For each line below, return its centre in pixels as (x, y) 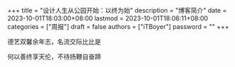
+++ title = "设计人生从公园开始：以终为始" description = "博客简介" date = (117, 10)
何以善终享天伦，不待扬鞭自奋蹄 (54, 56)
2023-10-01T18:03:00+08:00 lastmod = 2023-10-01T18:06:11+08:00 (108, 18)
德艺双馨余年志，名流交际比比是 (54, 42)
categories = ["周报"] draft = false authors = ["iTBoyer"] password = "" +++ (118, 26)
